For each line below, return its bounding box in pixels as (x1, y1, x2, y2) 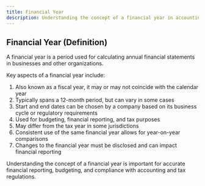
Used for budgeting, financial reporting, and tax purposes (15, 116, 160, 123)
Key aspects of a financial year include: (6, 71, 106, 79)
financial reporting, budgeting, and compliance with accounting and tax (6, 166, 186, 174)
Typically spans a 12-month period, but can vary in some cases (15, 96, 174, 104)
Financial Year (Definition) (6, 37, 108, 48)
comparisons (15, 135, 49, 143)
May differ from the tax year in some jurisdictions (15, 123, 139, 130)
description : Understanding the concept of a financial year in (6, 15, 173, 21)
